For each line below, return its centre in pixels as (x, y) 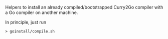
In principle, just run (26, 22)
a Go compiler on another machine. (42, 12)
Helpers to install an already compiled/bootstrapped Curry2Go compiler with (84, 7)
